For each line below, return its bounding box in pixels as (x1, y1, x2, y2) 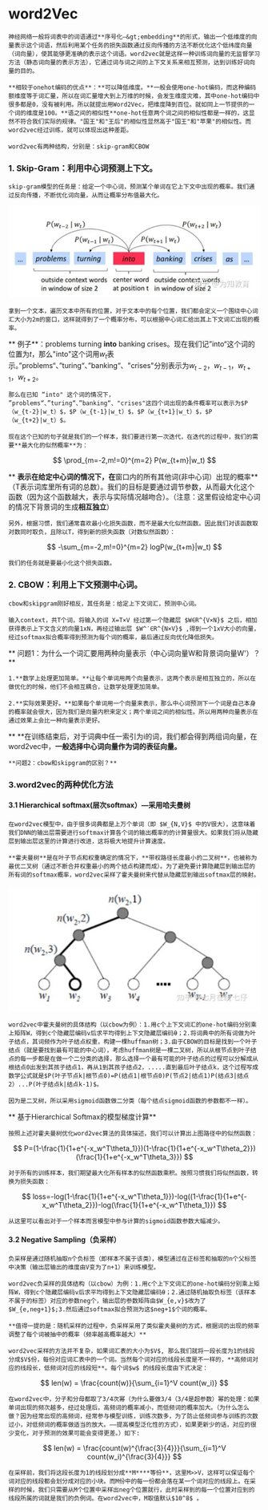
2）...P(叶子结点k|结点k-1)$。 (8, 1080, 103, 1088)
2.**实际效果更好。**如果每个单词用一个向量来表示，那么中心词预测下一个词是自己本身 (8, 699, 256, 707)
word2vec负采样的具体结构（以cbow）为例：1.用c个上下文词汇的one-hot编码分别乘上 (8, 1280, 254, 1288)
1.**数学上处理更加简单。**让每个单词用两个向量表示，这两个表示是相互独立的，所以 (8, 674, 250, 682)
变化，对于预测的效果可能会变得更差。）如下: (14, 1429, 140, 1437)
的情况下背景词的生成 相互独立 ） (8, 502, 114, 512)
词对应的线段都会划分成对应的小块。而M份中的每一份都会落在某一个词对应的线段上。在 (8, 1477, 250, 1485)
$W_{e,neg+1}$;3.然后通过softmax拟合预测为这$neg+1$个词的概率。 (8, 1305, 212, 1314)
